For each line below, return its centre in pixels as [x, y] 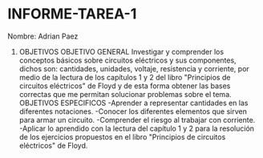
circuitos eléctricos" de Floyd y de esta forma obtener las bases [125, 86]
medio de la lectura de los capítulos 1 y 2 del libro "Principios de [125, 77]
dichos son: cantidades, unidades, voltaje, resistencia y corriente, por [134, 68]
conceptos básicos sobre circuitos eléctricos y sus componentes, [128, 60]
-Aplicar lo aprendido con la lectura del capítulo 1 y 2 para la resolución [136, 128]
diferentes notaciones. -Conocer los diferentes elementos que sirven [133, 111]
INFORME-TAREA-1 [72, 14]
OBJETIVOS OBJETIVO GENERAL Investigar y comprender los [121, 51]
